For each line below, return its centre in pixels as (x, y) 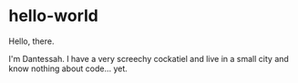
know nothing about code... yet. (68, 68)
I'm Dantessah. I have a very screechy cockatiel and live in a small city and (149, 58)
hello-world (54, 16)
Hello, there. (31, 41)
